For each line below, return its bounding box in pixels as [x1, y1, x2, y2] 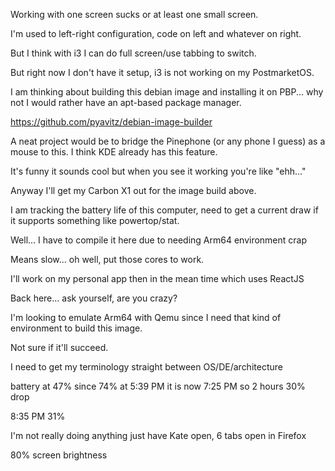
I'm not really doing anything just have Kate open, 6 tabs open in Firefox [10, 430, 307, 441]
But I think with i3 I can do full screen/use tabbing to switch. [10, 47, 257, 59]
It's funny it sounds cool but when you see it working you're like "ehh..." [10, 165, 307, 177]
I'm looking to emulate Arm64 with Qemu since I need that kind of [10, 312, 282, 323]
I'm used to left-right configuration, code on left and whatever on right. [10, 28, 302, 39]
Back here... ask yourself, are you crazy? [10, 292, 178, 304]
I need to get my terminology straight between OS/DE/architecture [10, 361, 283, 373]
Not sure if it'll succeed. [10, 342, 109, 353]
